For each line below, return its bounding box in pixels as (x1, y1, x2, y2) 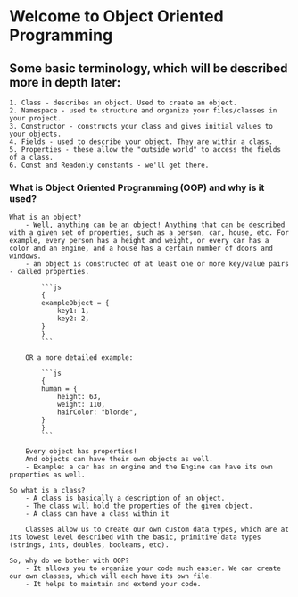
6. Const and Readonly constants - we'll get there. (9, 161, 210, 170)
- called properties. (9, 268, 90, 277)
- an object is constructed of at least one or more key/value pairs (25, 260, 290, 269)
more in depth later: (9, 74, 121, 90)
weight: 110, (56, 400, 105, 410)
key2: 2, (56, 314, 90, 323)
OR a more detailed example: (25, 353, 134, 362)
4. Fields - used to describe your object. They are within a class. (9, 137, 274, 146)
